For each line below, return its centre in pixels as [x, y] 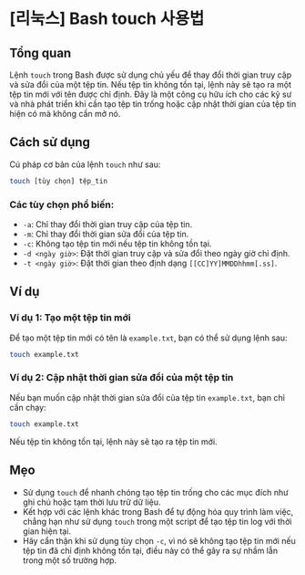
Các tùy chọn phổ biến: [62, 204]
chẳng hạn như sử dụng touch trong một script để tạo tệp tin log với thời [157, 521]
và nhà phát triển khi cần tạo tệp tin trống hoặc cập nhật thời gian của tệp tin [153, 104]
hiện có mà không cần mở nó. [65, 114]
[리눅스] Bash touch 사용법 [107, 19]
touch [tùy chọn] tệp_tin [58, 181]
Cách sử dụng [50, 142]
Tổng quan [41, 52]
